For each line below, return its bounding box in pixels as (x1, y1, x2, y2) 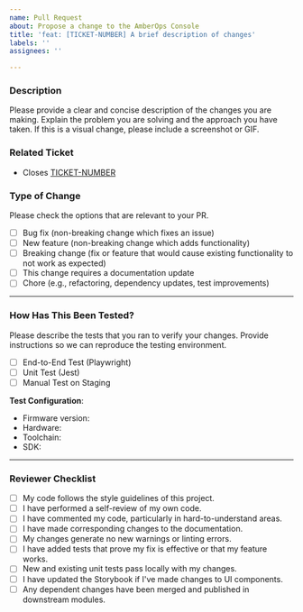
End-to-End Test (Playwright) (22, 357, 132, 368)
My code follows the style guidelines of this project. (22, 493, 215, 504)
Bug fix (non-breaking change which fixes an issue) (22, 227, 215, 239)
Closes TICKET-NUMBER (22, 167, 116, 178)
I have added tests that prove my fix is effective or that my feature (22, 543, 268, 554)
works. (22, 553, 48, 564)
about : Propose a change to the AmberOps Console (9, 22, 200, 31)
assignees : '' (9, 47, 63, 56)
